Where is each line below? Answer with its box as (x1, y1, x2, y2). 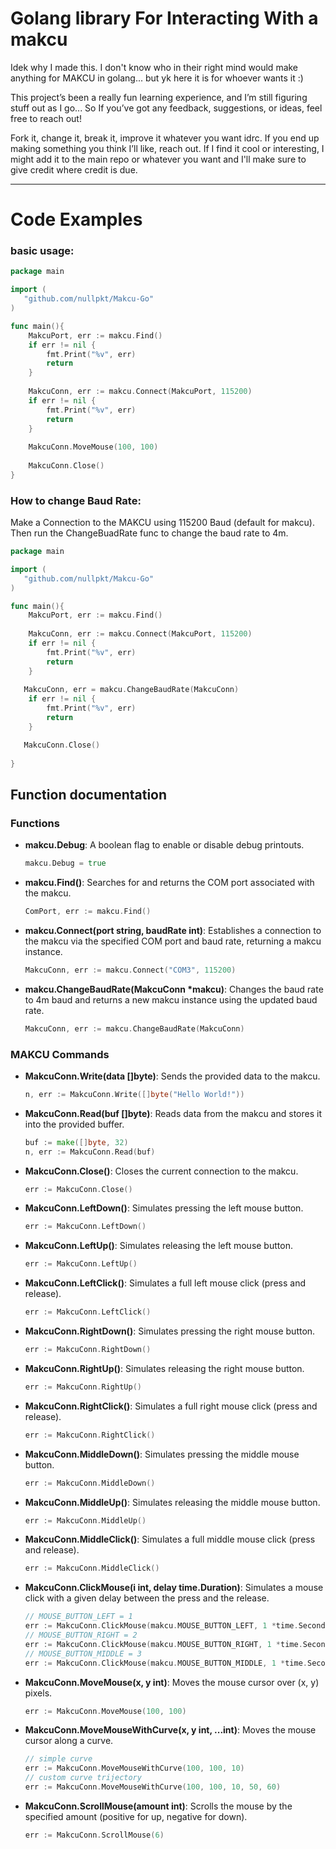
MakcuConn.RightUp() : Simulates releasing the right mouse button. (24, 1362, 305, 1374)
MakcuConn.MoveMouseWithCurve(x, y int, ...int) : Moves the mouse (24, 1724, 317, 1736)
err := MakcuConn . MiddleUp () (24, 1515, 147, 1526)
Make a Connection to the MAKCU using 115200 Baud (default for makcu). (10, 517, 315, 529)
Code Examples (10, 208, 143, 231)
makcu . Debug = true (24, 858, 107, 869)
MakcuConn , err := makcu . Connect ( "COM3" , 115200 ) (24, 965, 237, 975)
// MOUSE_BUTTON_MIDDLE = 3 (24, 1648, 142, 1659)
